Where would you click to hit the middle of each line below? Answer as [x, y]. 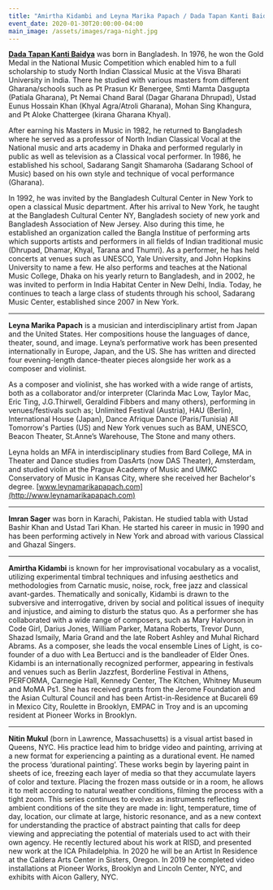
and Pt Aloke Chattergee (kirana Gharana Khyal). [90, 115]
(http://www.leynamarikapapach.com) [72, 495]
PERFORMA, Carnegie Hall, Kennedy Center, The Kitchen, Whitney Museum [135, 681]
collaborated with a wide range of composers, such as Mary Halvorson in [131, 620]
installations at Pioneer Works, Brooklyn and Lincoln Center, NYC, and [125, 869]
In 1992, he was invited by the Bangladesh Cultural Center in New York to [131, 198]
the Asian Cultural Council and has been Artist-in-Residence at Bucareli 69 [133, 698]
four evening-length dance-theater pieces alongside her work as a [120, 360]
